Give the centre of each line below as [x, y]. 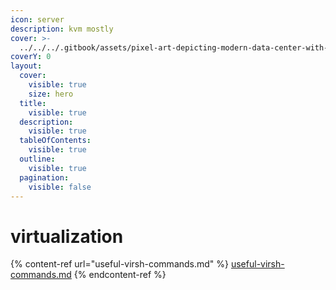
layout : [26, 66]
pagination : [44, 177]
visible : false [60, 187]
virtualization [67, 236]
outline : [37, 159]
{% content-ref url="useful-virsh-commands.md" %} [120, 264]
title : [33, 103]
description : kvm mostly [62, 29]
